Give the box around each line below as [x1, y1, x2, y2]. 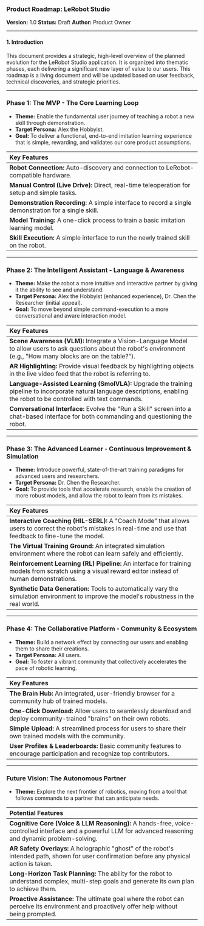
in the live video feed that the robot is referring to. [9, 369, 151, 378]
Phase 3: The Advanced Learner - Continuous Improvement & [6, 444, 192, 453]
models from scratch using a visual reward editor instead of [9, 567, 179, 575]
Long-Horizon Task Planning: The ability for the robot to [9, 869, 172, 878]
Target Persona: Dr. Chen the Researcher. [15, 479, 121, 486]
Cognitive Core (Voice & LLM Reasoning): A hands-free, [9, 819, 174, 827]
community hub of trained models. [9, 697, 107, 705]
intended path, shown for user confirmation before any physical [9, 852, 191, 860]
